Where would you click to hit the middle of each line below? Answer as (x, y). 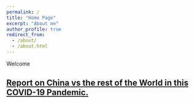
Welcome (18, 63)
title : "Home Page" (31, 18)
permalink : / (23, 12)
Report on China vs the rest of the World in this (97, 83)
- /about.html (30, 47)
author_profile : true (34, 29)
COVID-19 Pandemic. (48, 93)
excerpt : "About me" (33, 23)
